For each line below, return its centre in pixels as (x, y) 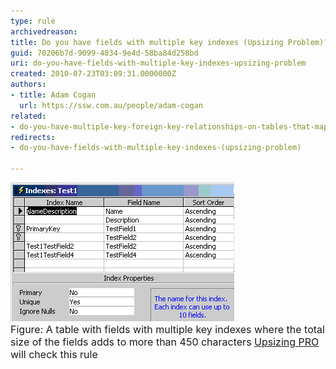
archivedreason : (44, 31)
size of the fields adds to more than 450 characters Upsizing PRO (165, 342)
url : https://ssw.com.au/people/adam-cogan (111, 105)
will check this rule (54, 354)
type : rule (33, 21)
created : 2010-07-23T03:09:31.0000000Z (93, 74)
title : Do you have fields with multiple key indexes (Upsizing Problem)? (169, 42)
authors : (28, 85)
